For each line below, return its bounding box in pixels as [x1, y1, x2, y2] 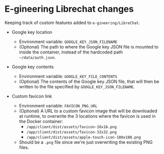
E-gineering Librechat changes [4, 3, 134, 15]
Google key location [11, 29, 53, 35]
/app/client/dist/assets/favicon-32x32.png [26, 129, 117, 134]
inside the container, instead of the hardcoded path [19, 49, 123, 55]
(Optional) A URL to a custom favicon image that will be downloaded [19, 108, 158, 114]
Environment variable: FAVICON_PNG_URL [19, 103, 98, 108]
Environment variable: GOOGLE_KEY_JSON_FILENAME [19, 38, 117, 45]
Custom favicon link [11, 93, 52, 99]
